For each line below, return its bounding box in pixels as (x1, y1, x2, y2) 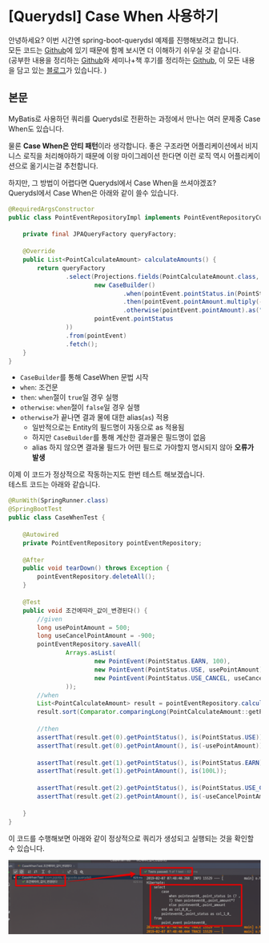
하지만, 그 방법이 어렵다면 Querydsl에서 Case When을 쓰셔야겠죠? (8, 178, 217, 187)
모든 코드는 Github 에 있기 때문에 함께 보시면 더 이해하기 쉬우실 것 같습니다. (8, 45, 242, 54)
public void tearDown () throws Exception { (22, 564, 171, 573)
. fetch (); (65, 340, 98, 349)
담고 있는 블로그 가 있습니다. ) (16, 65, 107, 75)
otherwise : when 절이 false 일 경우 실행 (19, 402, 140, 413)
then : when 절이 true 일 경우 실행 (19, 393, 118, 402)
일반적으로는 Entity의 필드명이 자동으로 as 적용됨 (31, 422, 185, 433)
